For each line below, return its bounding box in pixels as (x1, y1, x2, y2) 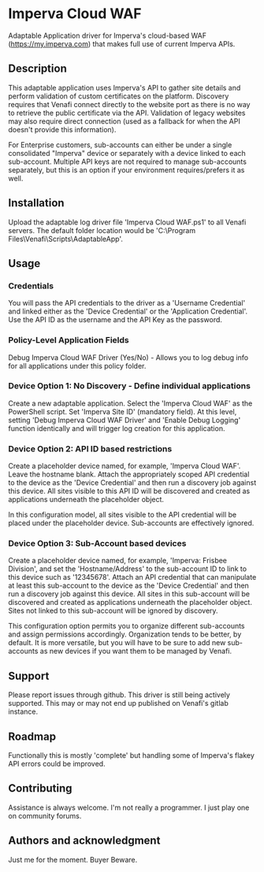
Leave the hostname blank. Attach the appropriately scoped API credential (8, 469, 250, 479)
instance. (8, 707, 39, 717)
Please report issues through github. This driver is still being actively (8, 690, 231, 699)
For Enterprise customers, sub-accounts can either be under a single (8, 139, 232, 150)
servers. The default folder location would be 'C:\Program (8, 225, 195, 235)
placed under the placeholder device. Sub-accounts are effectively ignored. (8, 518, 255, 528)
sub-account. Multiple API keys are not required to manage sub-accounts (8, 157, 247, 166)
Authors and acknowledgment (8, 834, 161, 848)
